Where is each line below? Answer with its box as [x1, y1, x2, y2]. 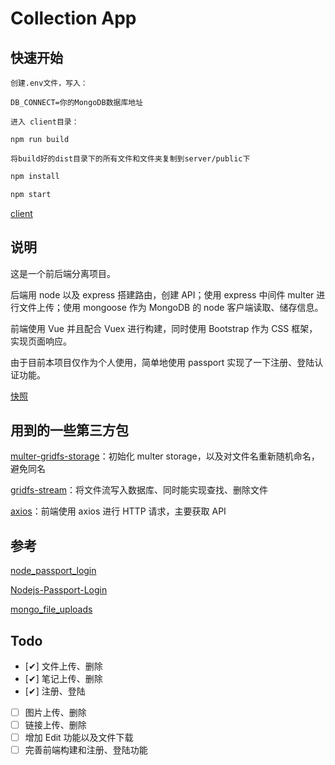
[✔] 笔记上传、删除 [24, 673, 103, 684]
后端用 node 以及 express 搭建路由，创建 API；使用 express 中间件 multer [10, 288, 315, 301]
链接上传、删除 [24, 719, 87, 731]
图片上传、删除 [24, 707, 87, 718]
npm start [10, 189, 52, 199]
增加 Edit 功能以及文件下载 [24, 732, 134, 744]
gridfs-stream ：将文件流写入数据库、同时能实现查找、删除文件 [10, 484, 269, 496]
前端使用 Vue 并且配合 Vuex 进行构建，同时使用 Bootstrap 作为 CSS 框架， [10, 322, 318, 334]
